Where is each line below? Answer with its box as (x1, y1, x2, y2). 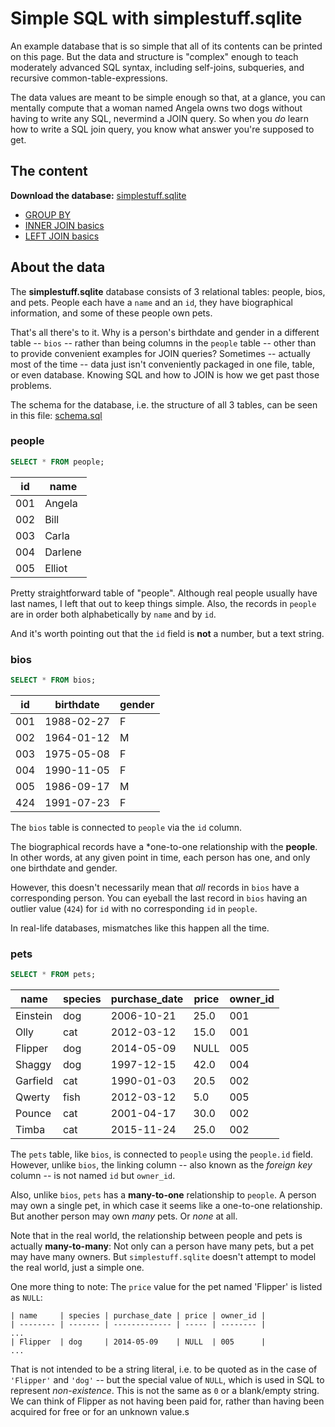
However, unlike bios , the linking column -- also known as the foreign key (10, 1159, 313, 1171)
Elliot (44, 561, 68, 575)
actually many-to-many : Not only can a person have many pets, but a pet (10, 1240, 314, 1252)
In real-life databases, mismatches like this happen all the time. (10, 922, 270, 934)
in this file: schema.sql (10, 409, 103, 421)
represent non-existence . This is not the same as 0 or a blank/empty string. (10, 1385, 320, 1397)
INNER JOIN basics (24, 219, 105, 231)
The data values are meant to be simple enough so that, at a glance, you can (10, 91, 326, 103)
